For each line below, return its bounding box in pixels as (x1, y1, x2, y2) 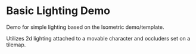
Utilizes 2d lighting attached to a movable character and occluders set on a (6, 35, 191, 42)
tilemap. (6, 41, 26, 48)
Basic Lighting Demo (6, 4, 110, 18)
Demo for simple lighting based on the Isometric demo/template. (6, 23, 164, 31)
